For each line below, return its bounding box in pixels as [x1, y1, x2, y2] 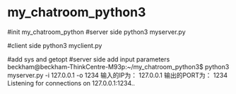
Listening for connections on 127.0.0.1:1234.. [7, 78, 136, 87]
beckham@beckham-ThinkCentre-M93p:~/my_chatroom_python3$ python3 [7, 62, 230, 71]
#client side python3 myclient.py [7, 41, 102, 49]
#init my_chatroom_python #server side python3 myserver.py [7, 28, 186, 36]
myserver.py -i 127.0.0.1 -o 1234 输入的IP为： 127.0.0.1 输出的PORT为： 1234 [7, 71, 228, 79]
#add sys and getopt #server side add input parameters [7, 54, 170, 64]
